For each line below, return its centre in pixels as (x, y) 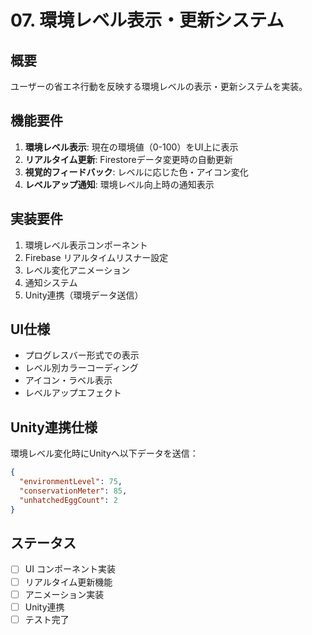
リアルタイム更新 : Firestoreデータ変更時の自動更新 (128, 159)
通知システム (51, 282)
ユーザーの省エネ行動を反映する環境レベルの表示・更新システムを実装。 (159, 86)
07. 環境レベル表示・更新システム (147, 20)
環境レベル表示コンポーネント (86, 245)
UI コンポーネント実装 (70, 569)
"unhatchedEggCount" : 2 (68, 500)
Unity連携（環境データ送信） (84, 295)
